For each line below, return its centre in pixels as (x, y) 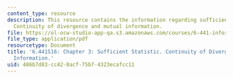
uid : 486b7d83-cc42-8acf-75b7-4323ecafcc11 (71, 65)
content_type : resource (42, 13)
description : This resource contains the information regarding (102, 20)
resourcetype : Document (42, 45)
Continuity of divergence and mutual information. (88, 26)
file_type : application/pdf (48, 39)
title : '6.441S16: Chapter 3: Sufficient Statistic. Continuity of (107, 52)
